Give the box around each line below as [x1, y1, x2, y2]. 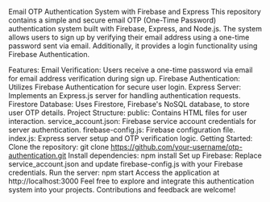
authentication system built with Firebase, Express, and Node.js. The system [8, 24, 262, 33]
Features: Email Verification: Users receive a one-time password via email [8, 65, 253, 75]
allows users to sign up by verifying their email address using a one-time [8, 32, 250, 42]
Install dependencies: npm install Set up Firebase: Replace [68, 150, 262, 160]
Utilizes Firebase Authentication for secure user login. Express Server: [8, 82, 242, 92]
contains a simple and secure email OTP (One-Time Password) [8, 15, 217, 25]
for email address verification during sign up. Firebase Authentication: [8, 74, 240, 83]
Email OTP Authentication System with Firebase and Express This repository [8, 7, 262, 16]
